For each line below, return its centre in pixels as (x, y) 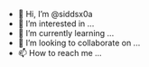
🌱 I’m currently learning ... (66, 33)
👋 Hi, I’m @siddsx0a (55, 14)
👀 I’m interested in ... (56, 24)
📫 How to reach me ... (60, 53)
